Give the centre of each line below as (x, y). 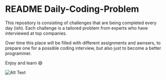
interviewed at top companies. (36, 33)
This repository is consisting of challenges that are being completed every (81, 23)
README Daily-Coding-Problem (72, 9)
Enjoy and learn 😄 (24, 63)
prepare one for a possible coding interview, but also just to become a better (83, 48)
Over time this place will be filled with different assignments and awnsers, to (83, 42)
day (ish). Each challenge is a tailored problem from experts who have (77, 28)
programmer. (18, 53)
